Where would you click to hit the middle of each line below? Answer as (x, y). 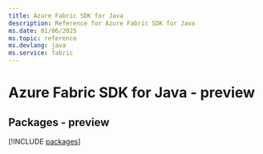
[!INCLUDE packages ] (45, 142)
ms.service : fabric (41, 53)
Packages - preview (59, 122)
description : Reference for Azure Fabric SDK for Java (102, 23)
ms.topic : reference (43, 38)
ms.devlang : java (37, 46)
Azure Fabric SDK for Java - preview (131, 93)
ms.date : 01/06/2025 (43, 30)
